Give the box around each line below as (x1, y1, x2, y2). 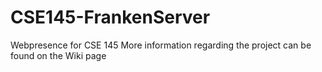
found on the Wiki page (10, 49, 107, 61)
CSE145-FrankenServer (10, 6, 211, 29)
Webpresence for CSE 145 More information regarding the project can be (10, 39, 312, 51)
